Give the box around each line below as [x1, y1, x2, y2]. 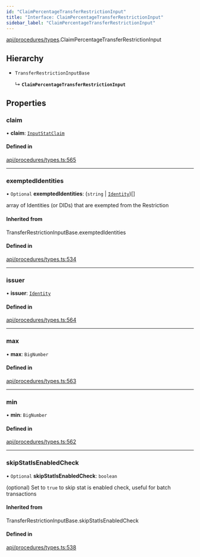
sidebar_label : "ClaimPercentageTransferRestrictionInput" [6, 20, 156, 26]
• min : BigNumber [6, 412, 48, 419]
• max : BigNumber [6, 350, 49, 357]
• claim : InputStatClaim [6, 129, 65, 136]
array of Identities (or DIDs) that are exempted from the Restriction [6, 202, 169, 209]
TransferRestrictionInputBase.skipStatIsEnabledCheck [6, 516, 139, 524]
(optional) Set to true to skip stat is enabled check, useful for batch [6, 484, 171, 491]
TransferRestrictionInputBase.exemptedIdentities [6, 229, 126, 236]
